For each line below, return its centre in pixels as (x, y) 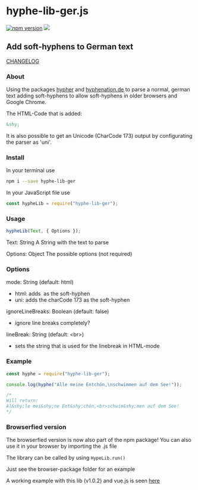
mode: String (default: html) (40, 282)
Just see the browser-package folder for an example (71, 469)
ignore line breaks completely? (52, 323)
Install (15, 157)
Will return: (22, 401)
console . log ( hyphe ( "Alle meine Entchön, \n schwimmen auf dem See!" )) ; (94, 384)
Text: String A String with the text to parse (57, 242)
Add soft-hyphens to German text (70, 47)
